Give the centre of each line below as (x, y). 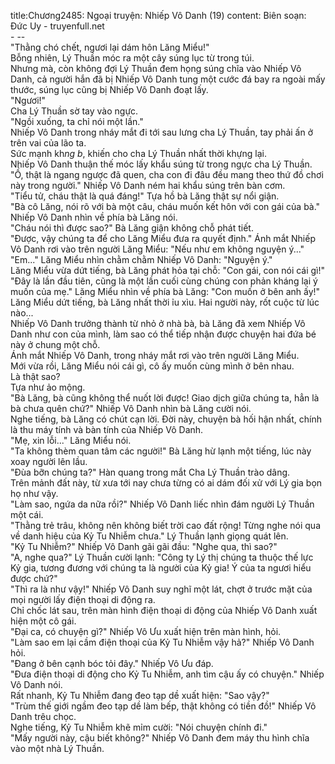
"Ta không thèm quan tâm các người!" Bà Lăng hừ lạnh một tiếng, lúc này (161, 451)
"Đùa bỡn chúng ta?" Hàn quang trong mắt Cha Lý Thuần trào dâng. (150, 472)
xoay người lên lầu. (49, 461)
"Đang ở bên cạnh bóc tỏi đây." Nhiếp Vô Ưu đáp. (112, 663)
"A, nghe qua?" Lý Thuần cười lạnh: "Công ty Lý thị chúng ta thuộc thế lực (162, 557)
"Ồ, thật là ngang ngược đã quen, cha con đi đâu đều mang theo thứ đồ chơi (167, 174)
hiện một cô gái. (43, 621)
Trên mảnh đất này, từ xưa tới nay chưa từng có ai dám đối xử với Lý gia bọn (166, 483)
